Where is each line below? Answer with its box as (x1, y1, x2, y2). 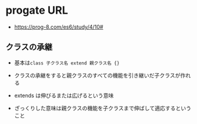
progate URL (5, 4, 68, 17)
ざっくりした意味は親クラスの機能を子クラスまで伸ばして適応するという (14, 104, 192, 111)
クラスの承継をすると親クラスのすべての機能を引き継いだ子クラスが (14, 72, 181, 79)
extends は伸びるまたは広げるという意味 (14, 92, 114, 99)
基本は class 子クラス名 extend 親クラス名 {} (14, 59, 120, 66)
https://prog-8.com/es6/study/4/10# (14, 23, 104, 30)
